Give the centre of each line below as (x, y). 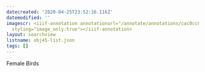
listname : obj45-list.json (41, 40)
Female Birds (23, 63)
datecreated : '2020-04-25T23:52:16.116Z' (60, 12)
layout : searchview (31, 35)
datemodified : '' (28, 18)
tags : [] (17, 46)
